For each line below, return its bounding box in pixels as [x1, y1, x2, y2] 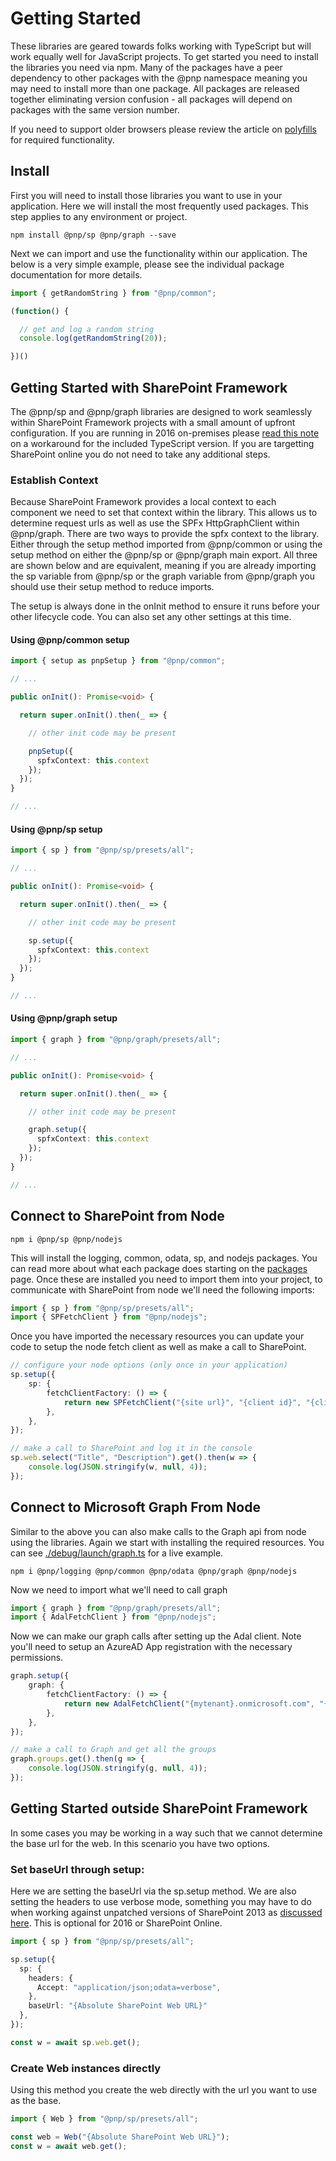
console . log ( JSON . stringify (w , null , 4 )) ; [28, 1462, 208, 1472]
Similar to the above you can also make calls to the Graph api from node [10, 1525, 307, 1537]
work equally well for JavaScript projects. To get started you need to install [10, 50, 319, 62]
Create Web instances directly [10, 2061, 162, 2075]
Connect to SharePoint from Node [10, 1208, 225, 1225]
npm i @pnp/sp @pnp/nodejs [10, 1234, 123, 1244]
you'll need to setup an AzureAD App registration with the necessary [10, 1641, 293, 1653]
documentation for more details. [10, 268, 143, 281]
